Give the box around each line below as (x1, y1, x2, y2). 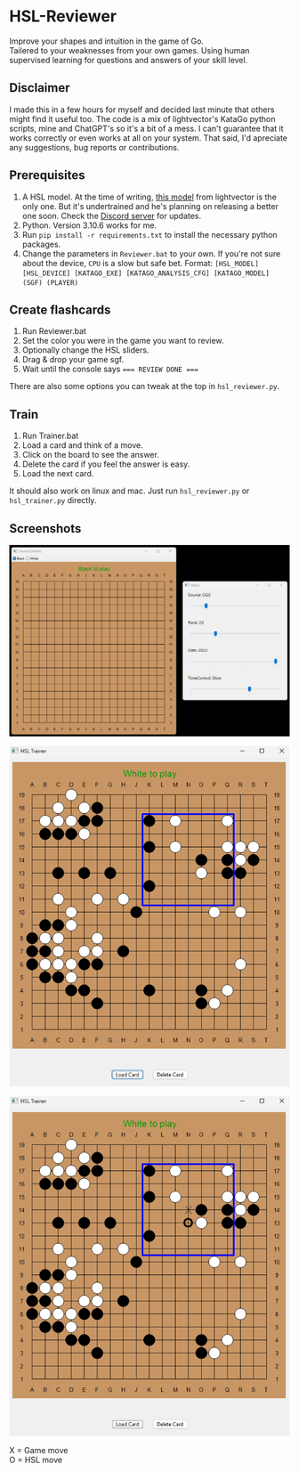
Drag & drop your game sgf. (21, 354, 125, 365)
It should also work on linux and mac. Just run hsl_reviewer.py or (9, 485, 250, 496)
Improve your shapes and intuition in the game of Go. (9, 36, 205, 46)
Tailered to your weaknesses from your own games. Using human (9, 45, 250, 55)
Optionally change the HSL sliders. (21, 345, 149, 355)
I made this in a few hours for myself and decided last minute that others (9, 104, 275, 115)
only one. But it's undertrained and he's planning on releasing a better (21, 200, 279, 211)
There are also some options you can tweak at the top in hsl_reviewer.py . (9, 381, 280, 392)
